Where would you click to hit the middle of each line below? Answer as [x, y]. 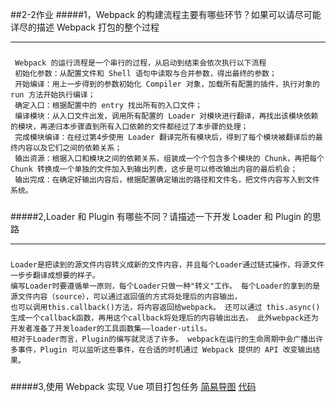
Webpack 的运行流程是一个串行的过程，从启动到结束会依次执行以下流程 [140, 63]
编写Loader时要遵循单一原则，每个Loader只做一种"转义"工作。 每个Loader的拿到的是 [165, 286]
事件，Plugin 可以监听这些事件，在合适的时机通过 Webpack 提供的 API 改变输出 [165, 350]
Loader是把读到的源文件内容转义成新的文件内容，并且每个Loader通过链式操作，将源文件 [167, 265]
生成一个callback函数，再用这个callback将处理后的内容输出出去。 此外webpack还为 [164, 318]
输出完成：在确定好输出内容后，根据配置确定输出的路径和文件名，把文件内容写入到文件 [167, 180]
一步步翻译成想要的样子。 [55, 276]
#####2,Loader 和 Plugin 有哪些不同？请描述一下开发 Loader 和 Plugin [156, 216]
